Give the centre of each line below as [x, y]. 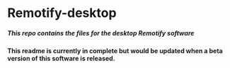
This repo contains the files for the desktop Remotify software [101, 33]
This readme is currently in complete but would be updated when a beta [115, 51]
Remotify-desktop [62, 13]
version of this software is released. [61, 59]
